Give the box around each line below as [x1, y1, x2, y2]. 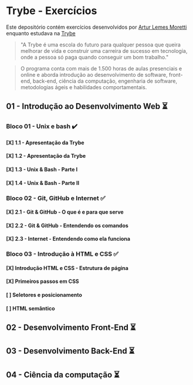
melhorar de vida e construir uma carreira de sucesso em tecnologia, [20, 47, 188, 54]
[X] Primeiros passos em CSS [6, 278, 79, 285]
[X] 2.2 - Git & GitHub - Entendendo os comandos [6, 222, 129, 229]
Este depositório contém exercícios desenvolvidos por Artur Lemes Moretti [6, 23, 187, 31]
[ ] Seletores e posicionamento [6, 292, 82, 299]
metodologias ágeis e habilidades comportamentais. [20, 83, 147, 90]
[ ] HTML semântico [6, 305, 55, 312]
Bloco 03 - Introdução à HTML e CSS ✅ [6, 250, 119, 258]
